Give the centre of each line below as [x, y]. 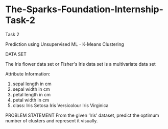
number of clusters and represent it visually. [52, 120]
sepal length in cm [32, 84]
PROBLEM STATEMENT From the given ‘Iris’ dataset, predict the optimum [82, 115]
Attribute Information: [28, 74]
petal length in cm [32, 94]
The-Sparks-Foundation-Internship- [84, 9]
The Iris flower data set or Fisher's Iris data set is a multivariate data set [80, 64]
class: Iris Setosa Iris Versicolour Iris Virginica [61, 105]
